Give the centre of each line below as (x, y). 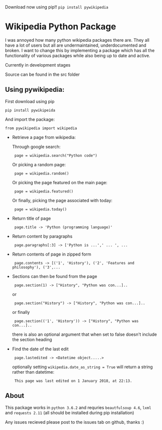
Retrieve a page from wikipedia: (44, 137)
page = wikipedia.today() (41, 209)
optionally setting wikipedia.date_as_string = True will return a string (82, 367)
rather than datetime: (33, 372)
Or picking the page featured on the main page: (60, 182)
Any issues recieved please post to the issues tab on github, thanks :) (75, 422)
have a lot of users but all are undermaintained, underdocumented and (76, 45)
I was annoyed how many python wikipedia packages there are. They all (77, 40)
